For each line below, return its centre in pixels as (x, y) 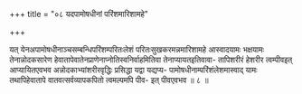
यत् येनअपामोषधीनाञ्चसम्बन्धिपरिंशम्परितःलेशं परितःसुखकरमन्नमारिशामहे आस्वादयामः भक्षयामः (137, 49)
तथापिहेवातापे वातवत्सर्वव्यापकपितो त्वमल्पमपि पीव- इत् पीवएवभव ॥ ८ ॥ (109, 80)
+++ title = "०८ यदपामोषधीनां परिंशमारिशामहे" (79, 14)
